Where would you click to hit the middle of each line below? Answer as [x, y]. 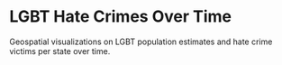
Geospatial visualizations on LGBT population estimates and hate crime [141, 42]
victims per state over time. [60, 51]
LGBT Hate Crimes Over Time [121, 17]
